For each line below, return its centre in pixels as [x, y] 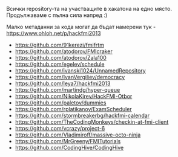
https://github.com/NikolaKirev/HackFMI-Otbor [74, 96]
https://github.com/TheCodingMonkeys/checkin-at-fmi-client [92, 122]
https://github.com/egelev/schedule [60, 64]
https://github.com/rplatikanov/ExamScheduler [73, 109]
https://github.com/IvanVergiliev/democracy [70, 77]
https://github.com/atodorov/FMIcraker [64, 51]
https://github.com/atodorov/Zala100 [61, 58]
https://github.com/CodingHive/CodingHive [69, 148]
